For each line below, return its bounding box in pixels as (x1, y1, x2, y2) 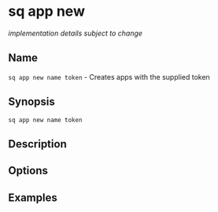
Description (8, 137, 67, 151)
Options (8, 164, 49, 177)
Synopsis (8, 95, 55, 109)
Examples (8, 191, 57, 204)
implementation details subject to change (8, 28, 143, 38)
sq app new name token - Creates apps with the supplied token (8, 72, 210, 81)
